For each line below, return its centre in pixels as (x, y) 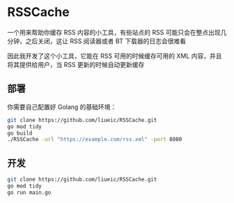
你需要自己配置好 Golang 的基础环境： (62, 107)
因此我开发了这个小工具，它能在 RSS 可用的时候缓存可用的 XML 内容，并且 (115, 56)
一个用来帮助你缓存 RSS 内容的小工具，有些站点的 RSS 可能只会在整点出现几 (117, 32)
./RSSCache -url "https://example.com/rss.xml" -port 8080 (95, 140)
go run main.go (29, 193)
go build (20, 133)
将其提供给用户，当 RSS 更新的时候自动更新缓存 (76, 64)
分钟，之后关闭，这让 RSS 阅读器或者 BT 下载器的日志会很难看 (97, 41)
